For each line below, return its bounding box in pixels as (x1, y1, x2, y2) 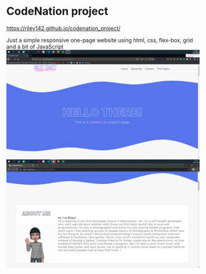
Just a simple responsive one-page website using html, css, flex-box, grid (6, 36, 193, 44)
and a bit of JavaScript (6, 43, 64, 50)
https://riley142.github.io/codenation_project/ (6, 25, 121, 32)
